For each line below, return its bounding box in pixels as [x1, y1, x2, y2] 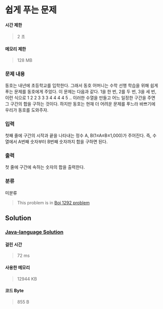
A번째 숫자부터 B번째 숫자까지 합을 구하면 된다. [18, 139, 108, 145]
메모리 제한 [5, 46, 26, 52]
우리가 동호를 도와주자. [5, 107, 49, 113]
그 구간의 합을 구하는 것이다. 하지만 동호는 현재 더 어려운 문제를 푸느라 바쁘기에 [5, 101, 156, 107]
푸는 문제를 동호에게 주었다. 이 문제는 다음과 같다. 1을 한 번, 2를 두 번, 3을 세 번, [5, 88, 157, 94]
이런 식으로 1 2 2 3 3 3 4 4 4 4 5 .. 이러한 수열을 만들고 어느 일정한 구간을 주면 [5, 94, 156, 101]
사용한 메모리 [5, 264, 30, 270]
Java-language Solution [5, 229, 64, 236]
